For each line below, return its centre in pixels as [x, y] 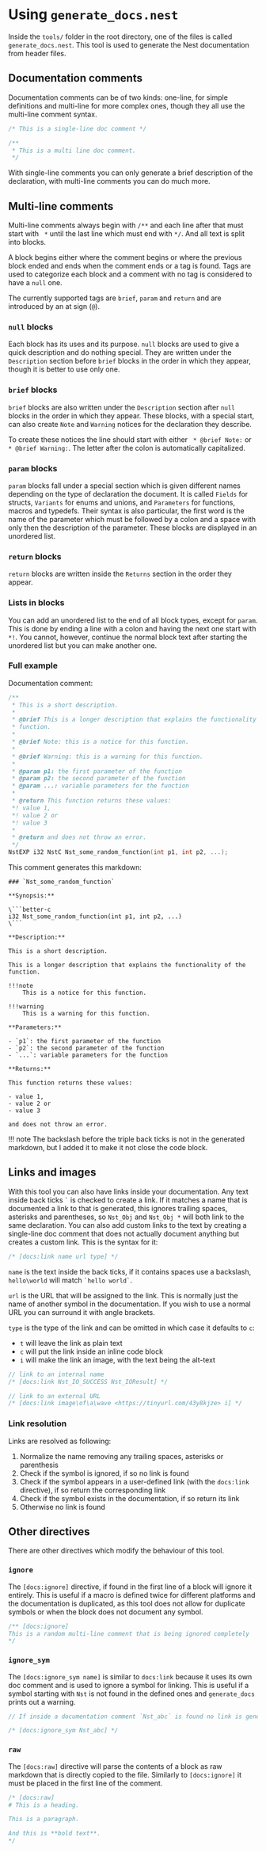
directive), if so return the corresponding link [93, 1490]
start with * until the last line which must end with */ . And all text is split [127, 234]
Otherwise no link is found [62, 1507]
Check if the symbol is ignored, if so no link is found [104, 1473]
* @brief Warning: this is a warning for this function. [107, 756]
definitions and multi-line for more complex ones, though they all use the [127, 105]
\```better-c [30, 910]
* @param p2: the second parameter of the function [99, 779]
